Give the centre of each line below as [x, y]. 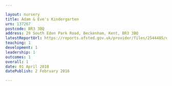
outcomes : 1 [18, 57]
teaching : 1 [18, 43]
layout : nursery [23, 14]
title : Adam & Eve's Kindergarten [42, 19]
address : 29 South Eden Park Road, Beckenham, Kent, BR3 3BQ [72, 34]
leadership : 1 [20, 52]
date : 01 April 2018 [27, 67]
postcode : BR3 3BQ [25, 28]
